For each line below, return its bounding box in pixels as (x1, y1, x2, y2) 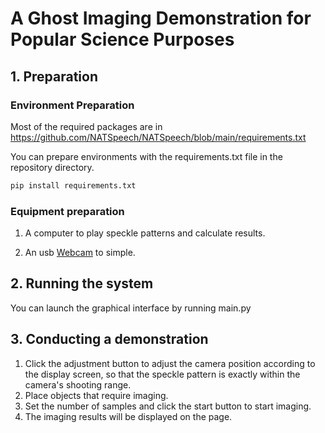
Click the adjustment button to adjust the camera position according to (24, 357, 316, 369)
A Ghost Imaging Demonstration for (10, 7, 312, 30)
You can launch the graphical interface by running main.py (10, 302, 252, 314)
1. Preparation (10, 68, 98, 85)
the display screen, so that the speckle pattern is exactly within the (24, 368, 301, 380)
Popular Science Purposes (10, 28, 235, 51)
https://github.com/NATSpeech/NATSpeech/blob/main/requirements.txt (10, 131, 307, 143)
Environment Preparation (10, 98, 135, 112)
